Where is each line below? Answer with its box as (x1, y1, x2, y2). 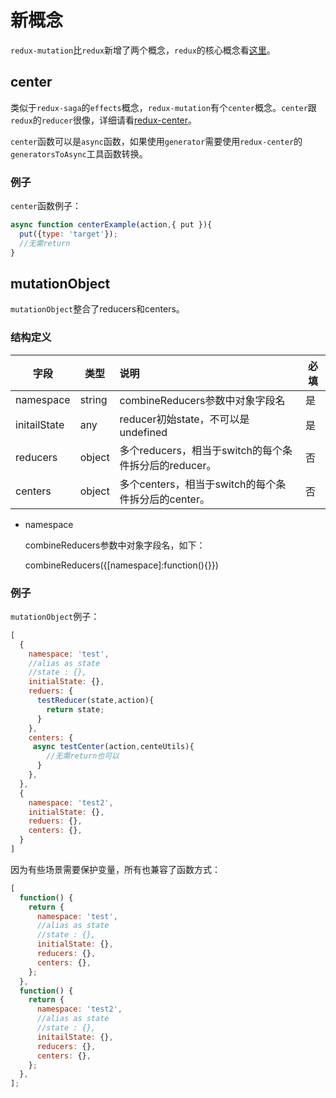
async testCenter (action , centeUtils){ (32, 742, 195, 752)
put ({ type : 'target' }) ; (19, 229, 118, 239)
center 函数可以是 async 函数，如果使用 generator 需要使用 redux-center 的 (10, 135, 303, 147)
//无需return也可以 (46, 751, 120, 761)
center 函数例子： (10, 200, 82, 212)
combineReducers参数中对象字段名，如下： (24, 539, 206, 551)
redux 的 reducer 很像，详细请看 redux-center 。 (10, 114, 198, 126)
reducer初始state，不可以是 (119, 412, 250, 426)
